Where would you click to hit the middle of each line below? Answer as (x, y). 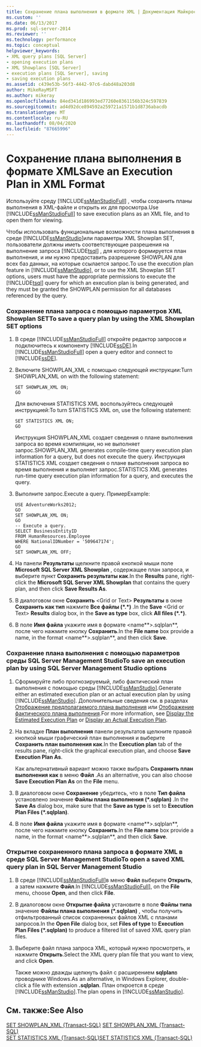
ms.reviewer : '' (26, 34)
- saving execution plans (38, 79)
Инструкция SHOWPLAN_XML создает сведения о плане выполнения (104, 438)
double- (179, 979)
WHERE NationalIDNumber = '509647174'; (65, 542)
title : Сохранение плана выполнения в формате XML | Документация (91, 12)
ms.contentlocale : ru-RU (37, 118)
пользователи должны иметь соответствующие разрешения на (88, 244)
